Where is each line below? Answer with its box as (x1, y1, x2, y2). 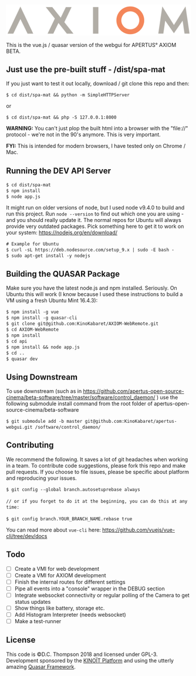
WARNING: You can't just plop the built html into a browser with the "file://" (6, 125, 188, 132)
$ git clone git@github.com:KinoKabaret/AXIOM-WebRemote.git (6, 321, 159, 327)
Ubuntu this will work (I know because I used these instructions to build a (6, 291, 183, 298)
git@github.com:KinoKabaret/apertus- (85, 418, 177, 424)
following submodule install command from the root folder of (6, 400, 153, 407)
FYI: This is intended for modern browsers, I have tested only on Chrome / (6, 143, 186, 150)
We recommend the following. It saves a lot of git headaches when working (6, 456, 188, 463)
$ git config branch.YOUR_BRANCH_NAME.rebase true (6, 516, 133, 522)
